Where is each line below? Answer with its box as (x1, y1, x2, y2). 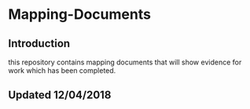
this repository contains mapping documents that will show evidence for (8, 57, 242, 67)
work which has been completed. (8, 66, 116, 75)
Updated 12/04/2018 (8, 89, 112, 102)
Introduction (8, 37, 71, 50)
